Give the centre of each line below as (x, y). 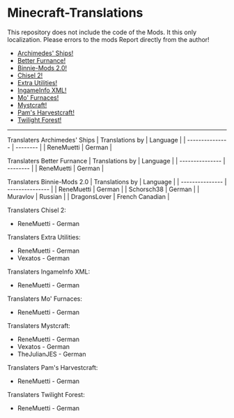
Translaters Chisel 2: (37, 210)
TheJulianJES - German (52, 354)
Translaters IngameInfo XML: (49, 271)
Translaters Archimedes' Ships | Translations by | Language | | (96, 140)
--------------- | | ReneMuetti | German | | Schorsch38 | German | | (103, 189)
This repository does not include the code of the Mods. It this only (102, 32)
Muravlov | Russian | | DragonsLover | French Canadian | (88, 196)
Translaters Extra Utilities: (44, 237)
